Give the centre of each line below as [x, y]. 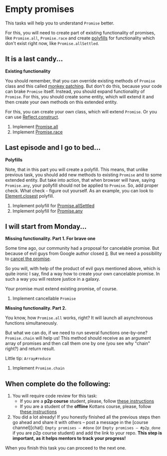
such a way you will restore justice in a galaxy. [53, 279]
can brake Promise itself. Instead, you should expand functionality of [75, 91]
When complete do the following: [58, 384]
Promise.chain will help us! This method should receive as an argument [78, 338]
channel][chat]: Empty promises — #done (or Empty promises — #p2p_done [86, 428]
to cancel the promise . [28, 259]
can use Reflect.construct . [32, 117]
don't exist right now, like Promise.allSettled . [52, 43]
